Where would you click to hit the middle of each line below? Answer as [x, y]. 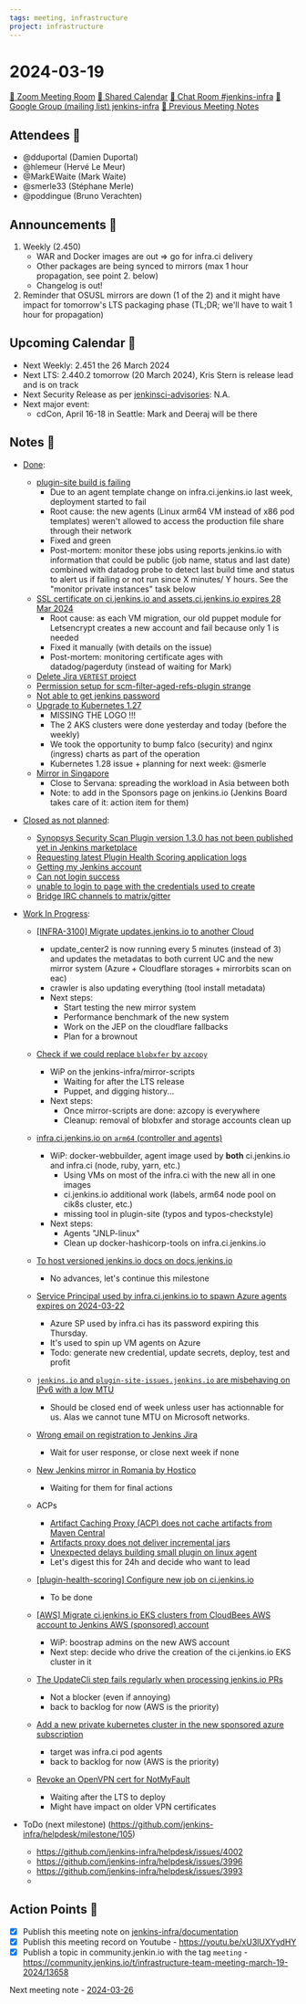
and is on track [51, 384]
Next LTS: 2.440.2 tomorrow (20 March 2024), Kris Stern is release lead [158, 374]
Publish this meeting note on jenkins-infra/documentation [130, 1931]
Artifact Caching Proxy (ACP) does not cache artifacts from [161, 1523]
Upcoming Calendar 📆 [73, 343]
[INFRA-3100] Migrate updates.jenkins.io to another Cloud [145, 931]
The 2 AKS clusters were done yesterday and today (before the [168, 724]
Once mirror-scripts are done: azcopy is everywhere [162, 1110]
